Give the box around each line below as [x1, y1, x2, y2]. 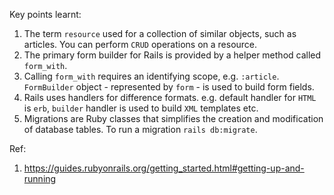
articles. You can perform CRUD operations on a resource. [23, 39, 258, 50]
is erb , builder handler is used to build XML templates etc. [23, 102, 259, 114]
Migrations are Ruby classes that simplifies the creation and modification [23, 113, 324, 124]
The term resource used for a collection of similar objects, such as [23, 28, 297, 39]
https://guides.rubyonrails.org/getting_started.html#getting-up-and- [23, 162, 305, 174]
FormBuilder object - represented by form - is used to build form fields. [23, 81, 315, 93]
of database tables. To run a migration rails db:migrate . [23, 124, 258, 135]
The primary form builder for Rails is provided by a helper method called [23, 49, 322, 61]
